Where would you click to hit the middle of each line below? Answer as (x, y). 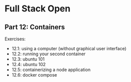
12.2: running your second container (49, 54)
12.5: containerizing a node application (51, 70)
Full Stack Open (38, 9)
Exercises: (15, 39)
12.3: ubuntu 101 (28, 59)
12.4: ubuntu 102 (29, 64)
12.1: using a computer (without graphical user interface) (69, 48)
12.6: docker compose (34, 75)
